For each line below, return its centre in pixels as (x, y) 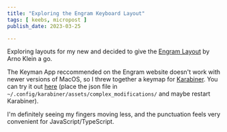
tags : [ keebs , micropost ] (47, 20)
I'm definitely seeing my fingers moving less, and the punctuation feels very (114, 114)
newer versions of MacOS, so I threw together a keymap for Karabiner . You (112, 79)
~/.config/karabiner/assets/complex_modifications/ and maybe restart (109, 94)
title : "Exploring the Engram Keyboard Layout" (76, 13)
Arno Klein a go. (30, 59)
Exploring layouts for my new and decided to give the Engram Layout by (108, 51)
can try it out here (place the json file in (62, 87)
